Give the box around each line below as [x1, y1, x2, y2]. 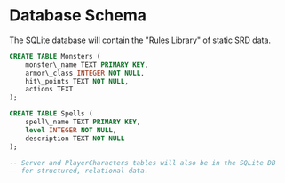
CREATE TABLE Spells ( [9, 109, 93, 118]
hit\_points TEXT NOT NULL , [25, 76, 129, 85]
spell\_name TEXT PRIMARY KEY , [25, 117, 141, 127]
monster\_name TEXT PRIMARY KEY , [25, 60, 149, 69]
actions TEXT [25, 85, 74, 94]
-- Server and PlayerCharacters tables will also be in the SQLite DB [9, 158, 276, 167]
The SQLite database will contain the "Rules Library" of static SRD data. [9, 35, 272, 45]
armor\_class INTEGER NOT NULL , [25, 68, 145, 77]
